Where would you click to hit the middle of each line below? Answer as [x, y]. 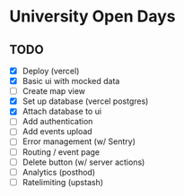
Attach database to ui [61, 111]
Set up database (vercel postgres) [85, 101]
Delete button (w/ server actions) [83, 162]
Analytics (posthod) [59, 172]
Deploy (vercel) [51, 71]
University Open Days [93, 17]
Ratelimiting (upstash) [63, 182]
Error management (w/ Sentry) [79, 141]
